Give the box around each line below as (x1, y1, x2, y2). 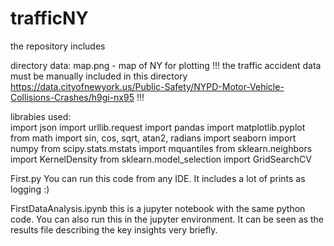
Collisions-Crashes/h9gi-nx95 (10, 91, 135, 103)
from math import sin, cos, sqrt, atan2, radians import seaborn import (10, 132, 297, 144)
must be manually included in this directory (10, 70, 188, 82)
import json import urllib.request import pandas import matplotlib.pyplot (10, 121, 306, 133)
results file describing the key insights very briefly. (10, 223, 218, 236)
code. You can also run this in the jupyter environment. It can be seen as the (10, 213, 324, 225)
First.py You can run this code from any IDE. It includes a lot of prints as (10, 172, 306, 184)
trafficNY (10, 7, 89, 30)
